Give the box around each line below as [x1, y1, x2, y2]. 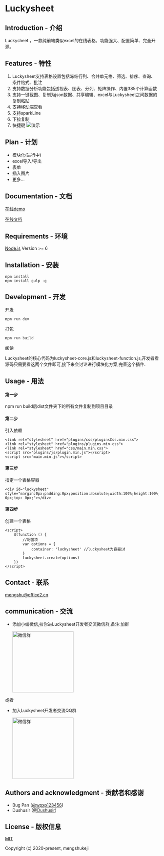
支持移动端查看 [12, 104, 42, 110]
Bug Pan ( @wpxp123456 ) [12, 802, 63, 808]
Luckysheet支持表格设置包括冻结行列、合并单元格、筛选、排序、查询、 [12, 73, 156, 79]
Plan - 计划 [5, 138, 38, 146]
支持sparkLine [12, 110, 41, 116]
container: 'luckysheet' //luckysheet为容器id [31, 547, 125, 552]
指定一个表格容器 [5, 477, 40, 483]
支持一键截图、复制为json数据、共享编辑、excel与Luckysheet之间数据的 [12, 92, 158, 97]
